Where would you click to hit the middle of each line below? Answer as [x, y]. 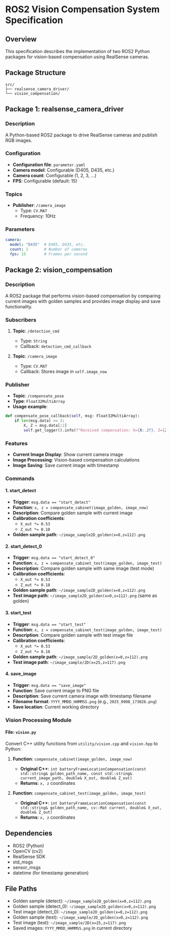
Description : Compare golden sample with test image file [73, 635]
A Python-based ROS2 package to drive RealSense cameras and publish [81, 135]
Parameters [20, 229]
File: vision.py [21, 732]
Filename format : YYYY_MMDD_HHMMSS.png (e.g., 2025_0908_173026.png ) [85, 701]
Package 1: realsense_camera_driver [65, 109]
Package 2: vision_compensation [59, 270]
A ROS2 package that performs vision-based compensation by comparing [83, 296]
